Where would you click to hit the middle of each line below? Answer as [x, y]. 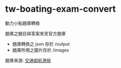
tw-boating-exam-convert [60, 9]
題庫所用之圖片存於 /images [40, 50]
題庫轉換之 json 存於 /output [41, 44]
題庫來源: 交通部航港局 [28, 60]
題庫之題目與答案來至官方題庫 [35, 33]
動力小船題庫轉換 [22, 23]
